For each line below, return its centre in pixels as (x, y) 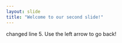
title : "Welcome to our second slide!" (55, 17)
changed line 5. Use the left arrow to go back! (61, 34)
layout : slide (23, 11)
